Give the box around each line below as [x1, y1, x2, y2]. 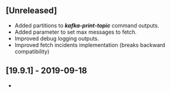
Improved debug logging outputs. [14, 34, 99, 42]
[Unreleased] [6, 6, 58, 16]
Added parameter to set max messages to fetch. [14, 28, 137, 35]
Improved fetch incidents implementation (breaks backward [14, 41, 165, 48]
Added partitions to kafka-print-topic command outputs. [14, 21, 160, 29]
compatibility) [14, 48, 50, 55]
